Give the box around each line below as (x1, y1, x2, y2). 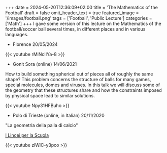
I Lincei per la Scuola (5, 132, 49, 138)
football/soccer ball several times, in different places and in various (5, 26, 146, 32)
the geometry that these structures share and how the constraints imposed (5, 87, 162, 93)
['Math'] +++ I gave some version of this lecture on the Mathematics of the (5, 20, 161, 27)
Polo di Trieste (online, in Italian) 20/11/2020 (12, 112, 105, 118)
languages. (5, 32, 29, 37)
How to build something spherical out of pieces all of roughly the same (5, 71, 153, 77)
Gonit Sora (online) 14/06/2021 (12, 61, 77, 67)
